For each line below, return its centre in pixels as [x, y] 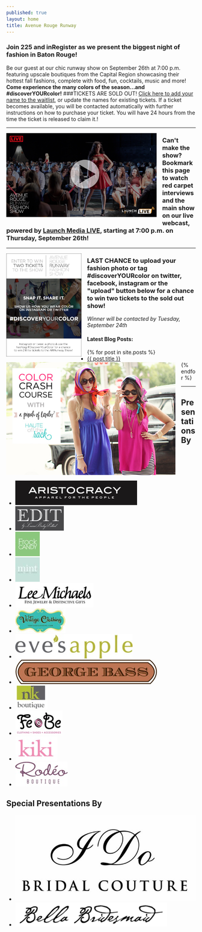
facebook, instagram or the [127, 283]
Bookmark [178, 162]
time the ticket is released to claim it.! [52, 119]
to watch [175, 177]
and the [173, 200]
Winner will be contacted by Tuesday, [134, 319]
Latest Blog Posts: [110, 339]
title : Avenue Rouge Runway [41, 25]
